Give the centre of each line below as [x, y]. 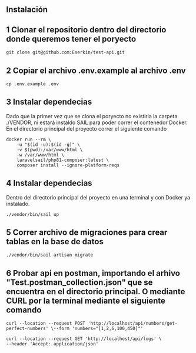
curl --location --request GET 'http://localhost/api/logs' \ [84, 339]
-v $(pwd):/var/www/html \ [50, 149]
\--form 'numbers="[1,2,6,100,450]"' [97, 329]
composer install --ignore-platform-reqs [68, 165]
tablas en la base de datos [55, 242]
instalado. [18, 204]
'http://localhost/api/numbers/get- [132, 324]
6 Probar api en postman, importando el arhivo [93, 273]
